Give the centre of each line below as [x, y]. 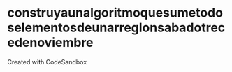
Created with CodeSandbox [47, 62]
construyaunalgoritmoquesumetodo [115, 13]
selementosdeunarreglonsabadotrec [116, 28]
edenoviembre [50, 43]
